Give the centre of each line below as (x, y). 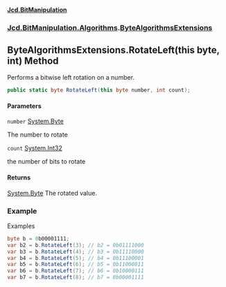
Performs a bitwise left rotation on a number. (71, 78)
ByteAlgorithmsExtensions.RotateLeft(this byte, (113, 50)
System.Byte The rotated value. (52, 193)
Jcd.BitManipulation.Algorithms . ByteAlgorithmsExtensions (110, 28)
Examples (21, 226)
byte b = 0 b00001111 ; (38, 238)
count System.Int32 (35, 148)
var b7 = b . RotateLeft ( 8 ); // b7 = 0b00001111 (76, 277)
